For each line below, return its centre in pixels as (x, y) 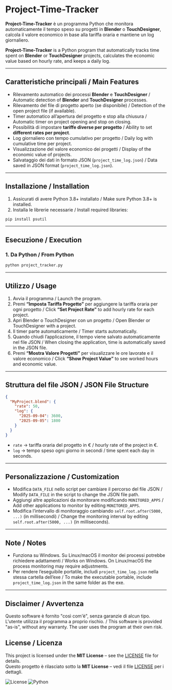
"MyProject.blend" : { (33, 402)
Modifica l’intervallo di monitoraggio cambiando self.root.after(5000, (88, 511)
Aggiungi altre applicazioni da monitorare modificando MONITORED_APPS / (88, 500)
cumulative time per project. (42, 143)
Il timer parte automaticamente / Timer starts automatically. (75, 331)
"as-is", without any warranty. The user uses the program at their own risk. (84, 627)
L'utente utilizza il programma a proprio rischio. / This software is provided (84, 621)
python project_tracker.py (34, 265)
